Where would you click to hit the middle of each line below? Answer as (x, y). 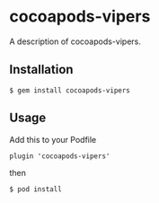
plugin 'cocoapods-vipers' (60, 156)
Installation (41, 70)
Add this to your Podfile (53, 139)
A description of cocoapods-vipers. (75, 41)
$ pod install (36, 189)
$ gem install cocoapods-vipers (70, 90)
